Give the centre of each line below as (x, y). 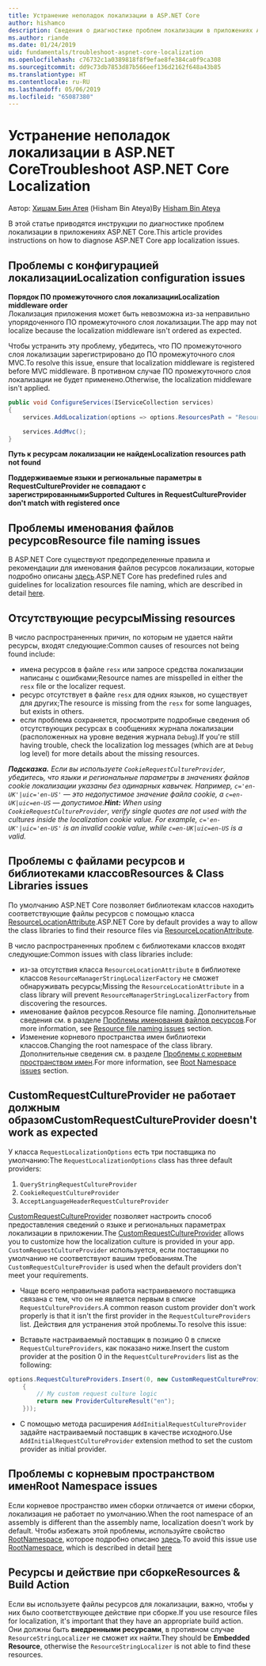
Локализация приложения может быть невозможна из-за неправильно (129, 313)
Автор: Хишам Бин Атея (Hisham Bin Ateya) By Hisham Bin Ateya (114, 208)
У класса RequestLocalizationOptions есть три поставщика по (112, 1152)
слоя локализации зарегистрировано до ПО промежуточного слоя (122, 354)
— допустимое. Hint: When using (107, 802)
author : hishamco (37, 23)
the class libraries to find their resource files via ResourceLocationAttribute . (131, 930)
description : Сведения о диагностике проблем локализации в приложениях (131, 30)
